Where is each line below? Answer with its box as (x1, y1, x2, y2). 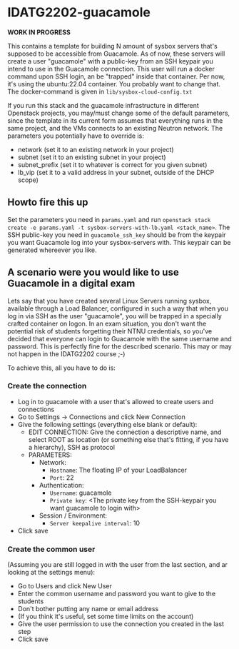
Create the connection (7, 381, 87, 391)
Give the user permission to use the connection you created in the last (17, 620, 225, 628)
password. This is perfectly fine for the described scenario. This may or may (7, 342, 232, 351)
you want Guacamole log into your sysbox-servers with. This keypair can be (7, 238, 231, 246)
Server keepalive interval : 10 (49, 518, 141, 527)
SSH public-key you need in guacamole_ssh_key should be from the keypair (7, 230, 226, 239)
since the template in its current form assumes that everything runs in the (7, 116, 223, 125)
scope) (17, 176, 39, 184)
